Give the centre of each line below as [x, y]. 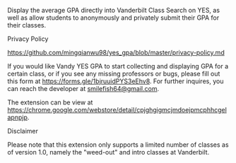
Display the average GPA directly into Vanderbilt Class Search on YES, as [114, 10]
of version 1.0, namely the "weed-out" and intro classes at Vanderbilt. [108, 152]
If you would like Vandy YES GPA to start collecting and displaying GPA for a [118, 66]
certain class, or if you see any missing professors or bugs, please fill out [114, 74]
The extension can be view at [50, 102]
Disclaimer [23, 131]
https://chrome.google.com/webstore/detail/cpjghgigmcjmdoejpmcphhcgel [117, 110]
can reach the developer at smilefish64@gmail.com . [83, 89]
